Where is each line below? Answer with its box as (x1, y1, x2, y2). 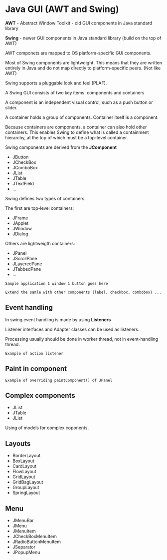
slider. (5, 104, 18, 110)
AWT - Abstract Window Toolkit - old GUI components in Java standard (5, 20, 153, 26)
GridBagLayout (12, 479, 43, 485)
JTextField (12, 180, 34, 186)
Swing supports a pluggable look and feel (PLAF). (5, 80, 107, 86)
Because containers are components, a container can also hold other (5, 124, 147, 130)
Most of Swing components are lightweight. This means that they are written (5, 59, 163, 65)
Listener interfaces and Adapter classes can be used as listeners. (5, 326, 140, 332)
